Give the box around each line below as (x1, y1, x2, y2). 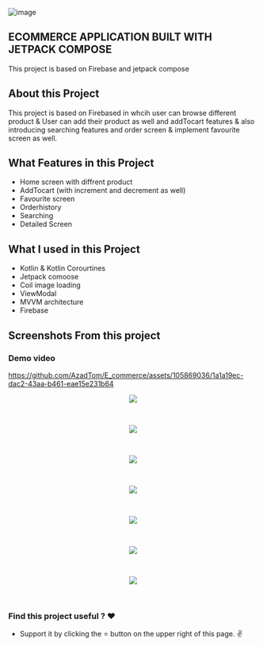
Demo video (8, 352, 55, 363)
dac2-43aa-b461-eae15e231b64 (8, 379, 114, 388)
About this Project (8, 87, 100, 101)
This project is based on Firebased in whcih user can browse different (8, 108, 237, 117)
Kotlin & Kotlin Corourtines (19, 263, 106, 273)
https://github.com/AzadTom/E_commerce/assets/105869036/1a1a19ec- (8, 370, 244, 380)
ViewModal (19, 289, 57, 298)
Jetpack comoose (19, 272, 79, 282)
